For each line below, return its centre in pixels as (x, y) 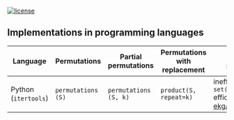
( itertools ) (30, 98)
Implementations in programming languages (106, 32)
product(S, (179, 90)
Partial (131, 57)
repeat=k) (177, 97)
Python (23, 89)
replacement (184, 70)
